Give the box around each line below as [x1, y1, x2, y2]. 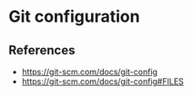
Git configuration [8, 6, 140, 27]
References [8, 43, 76, 58]
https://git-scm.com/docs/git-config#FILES [21, 76, 184, 87]
